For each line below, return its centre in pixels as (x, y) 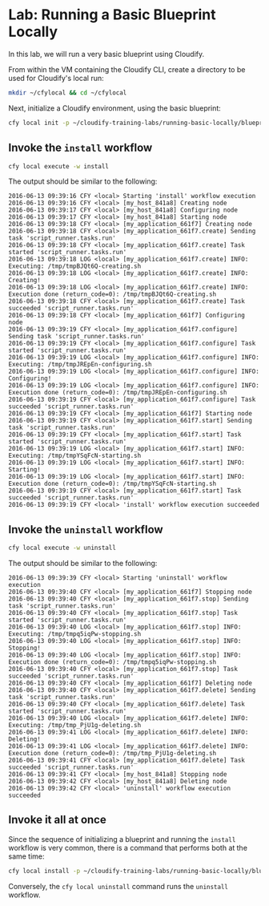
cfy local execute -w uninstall (62, 548)
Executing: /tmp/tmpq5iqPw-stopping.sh (75, 634)
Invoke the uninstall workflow (86, 530)
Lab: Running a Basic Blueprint (112, 15)
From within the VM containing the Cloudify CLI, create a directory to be (127, 69)
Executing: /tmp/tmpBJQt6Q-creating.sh (75, 266)
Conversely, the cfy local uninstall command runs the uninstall (118, 886)
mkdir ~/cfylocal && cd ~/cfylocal (68, 93)
